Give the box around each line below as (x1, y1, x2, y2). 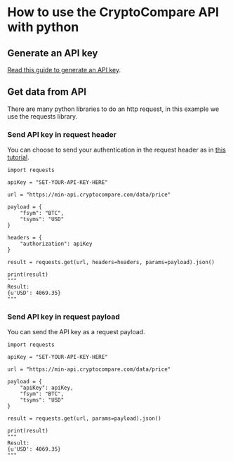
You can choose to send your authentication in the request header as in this (7, 145, 226, 154)
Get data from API (7, 86, 86, 98)
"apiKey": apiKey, (20, 384, 74, 392)
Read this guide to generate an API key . (7, 66, 121, 74)
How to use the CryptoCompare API (7, 4, 220, 20)
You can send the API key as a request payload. (7, 328, 145, 336)
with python (7, 19, 79, 35)
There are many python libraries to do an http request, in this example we (7, 105, 220, 113)
